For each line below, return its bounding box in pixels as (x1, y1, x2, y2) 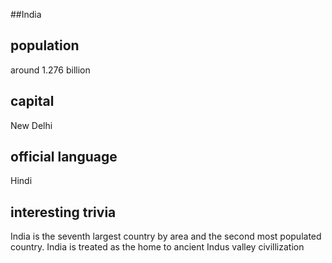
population (10, 37, 80, 54)
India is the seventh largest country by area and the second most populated (10, 230, 322, 243)
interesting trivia (10, 204, 117, 221)
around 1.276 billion (10, 64, 91, 76)
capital (10, 93, 55, 110)
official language (10, 149, 118, 166)
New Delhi (10, 119, 53, 131)
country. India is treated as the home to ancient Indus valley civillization (10, 241, 305, 253)
